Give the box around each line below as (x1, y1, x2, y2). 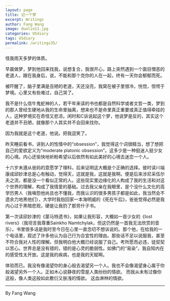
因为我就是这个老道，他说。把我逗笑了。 (5, 130, 90, 136)
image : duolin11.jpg (5, 26, 49, 32)
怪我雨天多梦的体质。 (5, 55, 50, 61)
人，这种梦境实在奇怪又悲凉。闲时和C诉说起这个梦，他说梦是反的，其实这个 (5, 113, 164, 119)
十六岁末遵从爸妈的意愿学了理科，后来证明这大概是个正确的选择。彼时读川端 (5, 164, 165, 170)
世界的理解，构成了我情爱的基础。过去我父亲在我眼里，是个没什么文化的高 (9, 184, 165, 190)
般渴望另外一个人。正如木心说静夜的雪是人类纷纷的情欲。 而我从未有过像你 (5, 268, 162, 275)
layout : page (5, 7, 33, 13)
